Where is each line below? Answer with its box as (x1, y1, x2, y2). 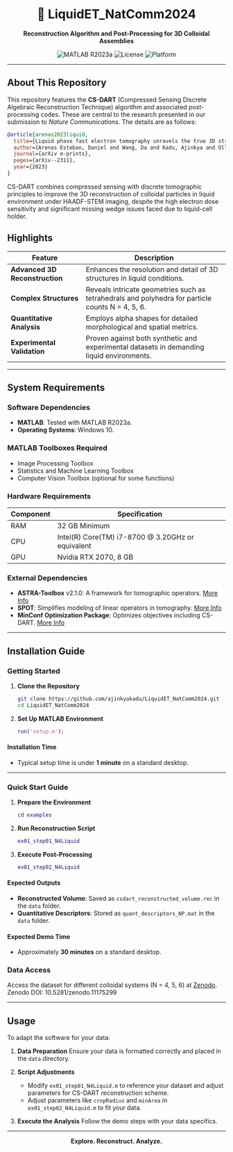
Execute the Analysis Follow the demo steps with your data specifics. (17, 1117, 218, 1126)
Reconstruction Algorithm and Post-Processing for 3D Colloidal (23, 29, 210, 38)
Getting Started (7, 666, 60, 676)
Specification (116, 509, 163, 519)
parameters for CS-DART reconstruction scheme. (27, 1089, 169, 1097)
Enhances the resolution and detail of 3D (85, 265, 218, 274)
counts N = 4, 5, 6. (85, 302, 147, 312)
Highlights (7, 232, 53, 244)
